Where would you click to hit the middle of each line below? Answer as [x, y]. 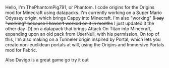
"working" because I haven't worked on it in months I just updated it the [80, 23]
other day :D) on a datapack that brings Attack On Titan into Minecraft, [78, 29]
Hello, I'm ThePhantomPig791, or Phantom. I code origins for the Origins [80, 7]
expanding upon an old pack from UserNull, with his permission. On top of [82, 34]
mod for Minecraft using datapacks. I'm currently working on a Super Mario [84, 13]
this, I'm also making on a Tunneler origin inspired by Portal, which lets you [83, 39]
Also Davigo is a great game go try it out [47, 60]
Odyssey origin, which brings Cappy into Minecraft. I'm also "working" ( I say [84, 18]
